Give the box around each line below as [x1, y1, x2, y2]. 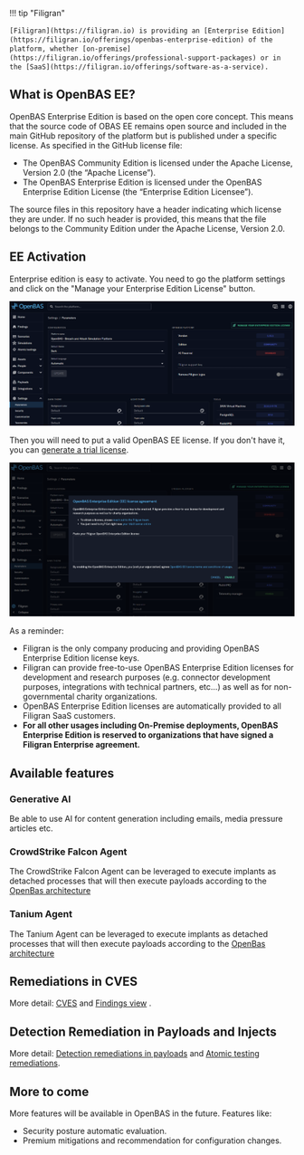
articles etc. [9, 823, 53, 834]
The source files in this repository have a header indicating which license [9, 204, 282, 215]
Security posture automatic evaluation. [22, 1125, 167, 1136]
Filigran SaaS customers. [22, 711, 116, 721]
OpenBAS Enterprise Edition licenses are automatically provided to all [22, 701, 282, 711]
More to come [9, 1083, 90, 1099]
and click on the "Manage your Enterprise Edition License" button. [9, 282, 256, 293]
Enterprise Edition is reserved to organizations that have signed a [22, 730, 274, 740]
